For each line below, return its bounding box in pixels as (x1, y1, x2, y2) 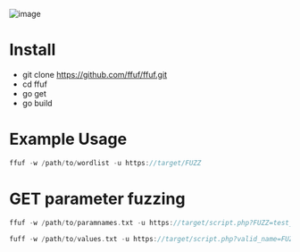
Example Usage (9, 130, 128, 149)
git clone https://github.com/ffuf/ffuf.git (21, 69, 168, 80)
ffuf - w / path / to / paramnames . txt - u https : (9, 218, 174, 227)
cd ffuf (21, 79, 47, 89)
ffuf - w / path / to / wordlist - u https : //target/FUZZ (9, 158, 202, 167)
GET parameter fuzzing (9, 189, 186, 209)
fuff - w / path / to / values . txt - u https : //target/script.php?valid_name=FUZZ (9, 234, 297, 243)
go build (21, 97, 53, 108)
